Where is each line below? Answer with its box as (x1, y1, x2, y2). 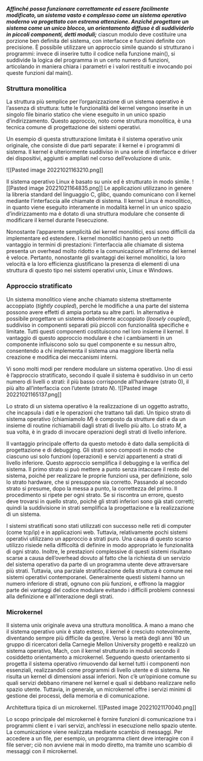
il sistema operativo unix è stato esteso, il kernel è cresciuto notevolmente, (6, 628, 192, 635)
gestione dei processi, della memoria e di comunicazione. (6, 692, 150, 699)
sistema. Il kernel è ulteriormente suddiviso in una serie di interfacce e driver (6, 148, 197, 156)
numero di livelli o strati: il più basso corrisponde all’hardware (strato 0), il (6, 377, 189, 385)
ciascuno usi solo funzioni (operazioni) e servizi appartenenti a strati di (6, 452, 183, 460)
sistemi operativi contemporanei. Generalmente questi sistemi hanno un (6, 573, 185, 580)
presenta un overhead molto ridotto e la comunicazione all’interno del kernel (6, 248, 196, 255)
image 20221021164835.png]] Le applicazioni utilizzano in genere (28, 184, 192, 192)
